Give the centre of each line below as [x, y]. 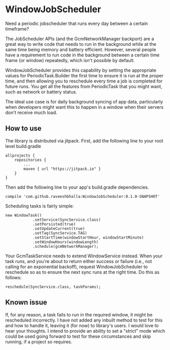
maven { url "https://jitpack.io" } [62, 169]
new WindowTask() [24, 215]
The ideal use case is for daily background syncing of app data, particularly [84, 101]
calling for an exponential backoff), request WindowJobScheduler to [77, 267]
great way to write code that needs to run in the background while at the [81, 44]
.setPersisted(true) [54, 224]
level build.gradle [23, 146]
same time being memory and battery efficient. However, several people [81, 49]
